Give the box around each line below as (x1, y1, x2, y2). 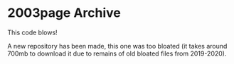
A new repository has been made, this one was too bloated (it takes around (7, 41, 228, 50)
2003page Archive (7, 5, 121, 21)
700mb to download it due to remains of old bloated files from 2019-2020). (7, 49, 227, 58)
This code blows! (7, 28, 58, 37)
